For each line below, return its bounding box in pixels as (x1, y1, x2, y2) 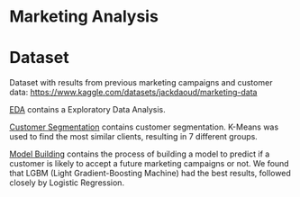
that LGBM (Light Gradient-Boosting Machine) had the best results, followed (9, 168, 291, 179)
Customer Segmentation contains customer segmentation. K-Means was (9, 121, 279, 132)
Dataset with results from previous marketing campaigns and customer (9, 77, 273, 88)
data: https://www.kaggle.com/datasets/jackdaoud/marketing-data (9, 87, 258, 98)
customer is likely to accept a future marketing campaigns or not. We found (9, 158, 290, 169)
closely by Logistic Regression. (9, 177, 124, 188)
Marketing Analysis (9, 6, 159, 27)
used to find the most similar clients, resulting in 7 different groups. (9, 131, 259, 142)
